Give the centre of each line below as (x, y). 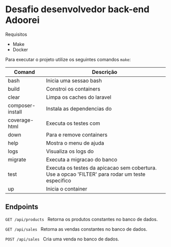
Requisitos (16, 34)
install (15, 112)
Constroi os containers (73, 89)
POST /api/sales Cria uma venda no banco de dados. (62, 239)
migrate (17, 159)
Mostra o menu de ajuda (75, 143)
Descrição (105, 72)
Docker (20, 49)
